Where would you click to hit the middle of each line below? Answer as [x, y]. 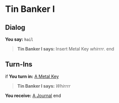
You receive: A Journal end [33, 96]
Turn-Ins [19, 65]
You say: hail [19, 39]
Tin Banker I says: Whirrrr [44, 86]
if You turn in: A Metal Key [32, 76]
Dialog [15, 27]
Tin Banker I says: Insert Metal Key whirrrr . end [66, 49]
